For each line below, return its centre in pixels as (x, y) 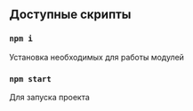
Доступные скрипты (70, 15)
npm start (30, 79)
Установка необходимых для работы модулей (97, 57)
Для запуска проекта (50, 97)
